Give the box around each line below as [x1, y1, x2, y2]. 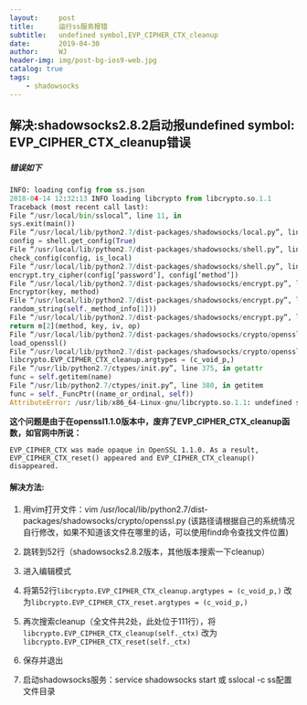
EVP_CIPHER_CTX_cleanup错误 [9, 134, 192, 151]
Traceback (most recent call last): [9, 202, 149, 211]
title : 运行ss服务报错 [9, 22, 108, 31]
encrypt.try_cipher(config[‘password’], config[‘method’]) [9, 271, 239, 280]
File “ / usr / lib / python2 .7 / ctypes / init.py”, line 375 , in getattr [9, 364, 264, 373]
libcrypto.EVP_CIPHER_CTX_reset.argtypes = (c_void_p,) [30, 598, 249, 607]
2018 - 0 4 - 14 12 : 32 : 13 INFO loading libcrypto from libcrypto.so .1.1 [9, 194, 272, 203]
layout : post [9, 13, 76, 23]
